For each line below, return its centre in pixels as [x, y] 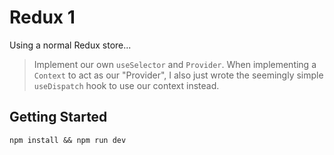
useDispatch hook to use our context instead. [126, 85]
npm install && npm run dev [68, 140]
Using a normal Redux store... [70, 45]
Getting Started [58, 117]
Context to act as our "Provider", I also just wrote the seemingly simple [178, 75]
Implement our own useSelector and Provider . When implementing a [175, 64]
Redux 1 [42, 17]
